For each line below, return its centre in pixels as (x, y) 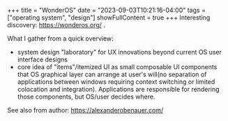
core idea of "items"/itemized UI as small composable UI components (117, 67)
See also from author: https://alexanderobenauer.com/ (85, 110)
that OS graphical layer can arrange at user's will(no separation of (112, 74)
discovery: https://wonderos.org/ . (56, 25)
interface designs (43, 59)
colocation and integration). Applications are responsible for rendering (118, 89)
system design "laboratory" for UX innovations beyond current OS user (119, 52)
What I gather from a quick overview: (60, 38)
